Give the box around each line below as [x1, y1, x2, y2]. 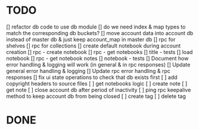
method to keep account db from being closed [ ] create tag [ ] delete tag [6, 93, 186, 100]
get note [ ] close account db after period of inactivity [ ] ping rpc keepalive [6, 86, 191, 93]
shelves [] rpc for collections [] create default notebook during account [6, 42, 181, 49]
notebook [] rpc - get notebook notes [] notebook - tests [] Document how [6, 55, 189, 62]
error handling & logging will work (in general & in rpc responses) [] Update [6, 61, 191, 68]
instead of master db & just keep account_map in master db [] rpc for [6, 36, 176, 43]
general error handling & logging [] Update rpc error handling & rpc [6, 67, 171, 74]
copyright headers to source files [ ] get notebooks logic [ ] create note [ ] [6, 80, 188, 87]
